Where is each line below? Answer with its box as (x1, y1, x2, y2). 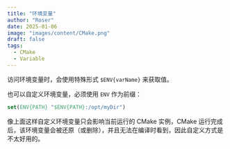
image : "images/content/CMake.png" (7, 29, 110, 37)
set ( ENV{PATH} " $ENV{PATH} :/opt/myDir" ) (7, 103, 126, 111)
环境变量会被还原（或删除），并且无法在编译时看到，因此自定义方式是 (25, 125, 224, 134)
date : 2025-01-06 (7, 23, 58, 30)
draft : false (7, 36, 45, 43)
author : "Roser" (7, 17, 54, 24)
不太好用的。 (7, 134, 44, 143)
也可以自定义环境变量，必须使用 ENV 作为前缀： (7, 89, 142, 98)
